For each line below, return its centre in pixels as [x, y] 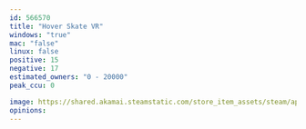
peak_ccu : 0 [32, 85]
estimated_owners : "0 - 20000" [69, 77]
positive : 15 [34, 60]
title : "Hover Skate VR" [56, 26]
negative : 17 [34, 69]
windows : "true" [40, 35]
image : [22, 102]
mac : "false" [34, 43]
